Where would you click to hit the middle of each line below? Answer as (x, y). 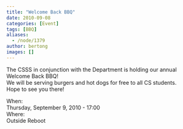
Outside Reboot (26, 120)
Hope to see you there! (35, 89)
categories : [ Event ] (33, 23)
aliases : (18, 35)
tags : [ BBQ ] (21, 29)
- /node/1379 (29, 41)
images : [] (20, 52)
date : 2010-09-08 (29, 18)
